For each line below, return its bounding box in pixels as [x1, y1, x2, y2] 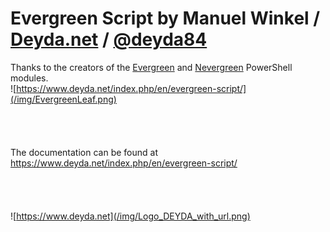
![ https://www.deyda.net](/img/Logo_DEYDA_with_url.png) [10, 210, 251, 222]
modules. [10, 72, 49, 84]
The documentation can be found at [10, 146, 158, 158]
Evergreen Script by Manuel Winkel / [10, 7, 321, 30]
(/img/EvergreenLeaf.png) [10, 93, 117, 105]
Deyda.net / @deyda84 [10, 28, 208, 51]
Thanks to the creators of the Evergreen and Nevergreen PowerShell [10, 61, 293, 73]
